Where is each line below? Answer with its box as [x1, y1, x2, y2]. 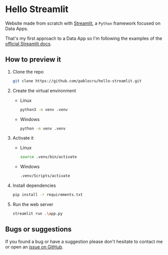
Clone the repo [12, 69, 44, 75]
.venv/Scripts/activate [20, 173, 71, 178]
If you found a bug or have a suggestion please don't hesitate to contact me [5, 238, 163, 244]
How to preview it [5, 55, 62, 64]
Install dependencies [12, 182, 57, 188]
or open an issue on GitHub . [5, 243, 64, 250]
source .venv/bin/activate [20, 155, 77, 160]
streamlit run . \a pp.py [12, 211, 63, 216]
